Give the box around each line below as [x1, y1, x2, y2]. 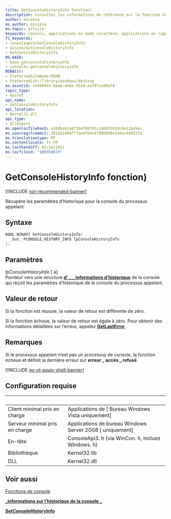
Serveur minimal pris [8, 420, 58, 427]
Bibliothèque [8, 449, 38, 456]
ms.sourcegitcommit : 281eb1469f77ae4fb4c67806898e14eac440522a [5, 130, 142, 135]
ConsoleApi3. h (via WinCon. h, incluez [68, 434, 161, 442]
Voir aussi [5, 475, 38, 483]
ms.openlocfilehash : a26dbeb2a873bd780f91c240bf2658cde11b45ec [5, 126, 142, 131]
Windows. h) [68, 441, 98, 448]
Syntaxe [5, 218, 32, 227]
